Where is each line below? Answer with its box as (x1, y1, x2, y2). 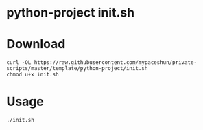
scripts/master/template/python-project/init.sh (6, 65, 148, 72)
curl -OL (6, 59, 32, 66)
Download (6, 36, 66, 52)
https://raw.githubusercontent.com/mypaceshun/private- (34, 59, 197, 66)
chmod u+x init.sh (6, 71, 59, 78)
